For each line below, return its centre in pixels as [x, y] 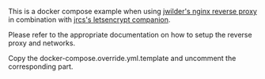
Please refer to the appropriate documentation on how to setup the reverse [130, 35]
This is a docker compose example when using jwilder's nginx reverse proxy [132, 11]
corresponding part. [41, 66]
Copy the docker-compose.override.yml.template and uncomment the [122, 58]
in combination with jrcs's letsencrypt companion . [89, 20]
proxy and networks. [42, 43]
